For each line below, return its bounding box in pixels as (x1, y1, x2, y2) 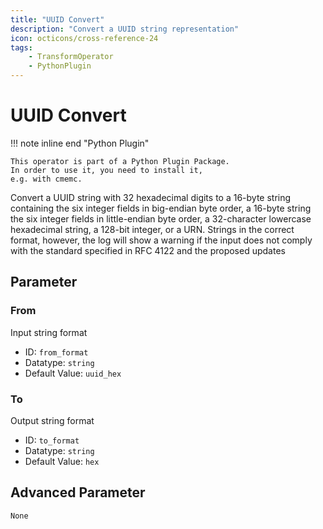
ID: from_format (24, 346, 89, 358)
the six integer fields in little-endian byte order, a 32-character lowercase (10, 212, 312, 225)
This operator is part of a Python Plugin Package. (10, 156, 230, 166)
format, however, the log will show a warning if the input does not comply (10, 234, 313, 246)
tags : (10, 42, 33, 53)
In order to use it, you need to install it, (10, 165, 203, 175)
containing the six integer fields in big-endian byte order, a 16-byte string (10, 202, 312, 214)
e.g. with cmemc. (10, 174, 83, 184)
